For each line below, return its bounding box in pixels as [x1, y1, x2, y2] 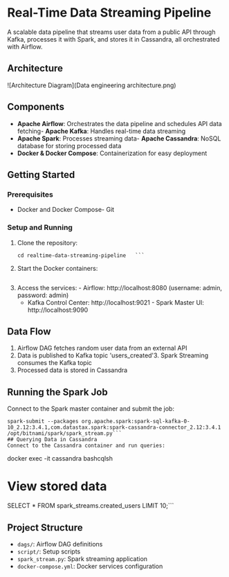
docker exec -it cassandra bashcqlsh [7, 454, 113, 463]
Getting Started [7, 168, 75, 181]
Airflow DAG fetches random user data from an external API [17, 344, 187, 353]
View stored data [7, 479, 107, 495]
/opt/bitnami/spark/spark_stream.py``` [7, 430, 122, 437]
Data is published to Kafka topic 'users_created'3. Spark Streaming [17, 351, 209, 359]
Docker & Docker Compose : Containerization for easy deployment [17, 149, 208, 157]
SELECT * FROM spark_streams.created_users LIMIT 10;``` [7, 501, 174, 510]
